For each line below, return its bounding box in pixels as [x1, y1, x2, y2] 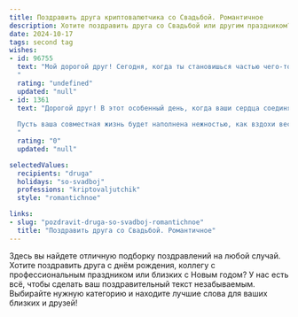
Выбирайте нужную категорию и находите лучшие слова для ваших [9, 288, 268, 298]
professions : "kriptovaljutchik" [17, 185, 141, 195]
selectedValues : [9, 160, 69, 169]
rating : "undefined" [17, 79, 93, 88]
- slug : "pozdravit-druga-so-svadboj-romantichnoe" [9, 218, 204, 227]
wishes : [9, 46, 38, 55]
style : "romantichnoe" [17, 194, 101, 203]
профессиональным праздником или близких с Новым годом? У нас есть [9, 269, 289, 280]
